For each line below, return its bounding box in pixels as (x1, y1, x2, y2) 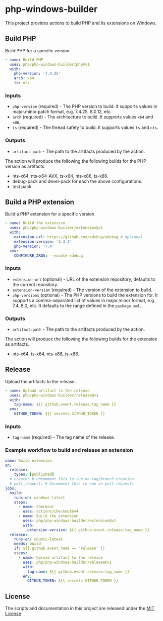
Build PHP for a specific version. (5, 47, 71, 53)
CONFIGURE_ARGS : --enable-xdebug (14, 253, 83, 258)
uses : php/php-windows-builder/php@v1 (9, 62, 90, 67)
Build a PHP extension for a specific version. (5, 211, 96, 217)
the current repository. (12, 281, 58, 287)
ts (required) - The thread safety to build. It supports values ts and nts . (12, 124, 159, 130)
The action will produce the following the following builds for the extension (5, 336, 158, 342)
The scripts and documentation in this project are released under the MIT (5, 606, 155, 612)
